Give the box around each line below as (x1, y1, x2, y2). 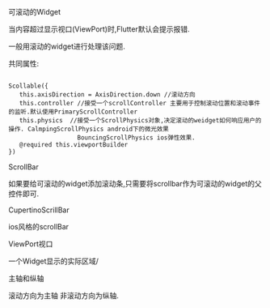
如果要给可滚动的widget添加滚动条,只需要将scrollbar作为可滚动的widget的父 (8, 179, 262, 188)
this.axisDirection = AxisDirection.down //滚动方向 (19, 91, 196, 99)
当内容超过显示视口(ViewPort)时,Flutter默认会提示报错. (8, 24, 190, 34)
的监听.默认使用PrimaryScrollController (8, 108, 138, 116)
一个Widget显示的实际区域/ (8, 256, 99, 266)
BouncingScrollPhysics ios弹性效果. (77, 134, 196, 142)
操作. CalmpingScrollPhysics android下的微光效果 (8, 125, 170, 133)
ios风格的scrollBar (8, 222, 70, 231)
